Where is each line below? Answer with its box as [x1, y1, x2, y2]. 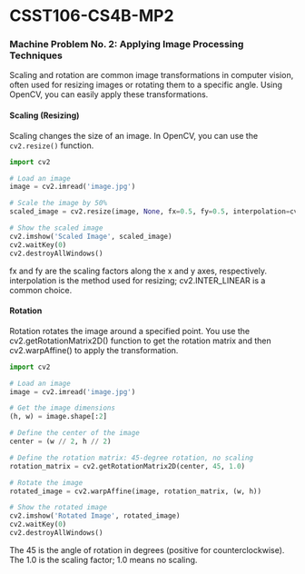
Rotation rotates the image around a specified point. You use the [9, 325, 251, 336]
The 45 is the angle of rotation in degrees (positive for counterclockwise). [9, 544, 285, 555]
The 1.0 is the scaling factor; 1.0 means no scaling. [9, 554, 198, 565]
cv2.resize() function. [9, 140, 94, 151]
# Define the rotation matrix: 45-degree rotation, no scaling [9, 453, 254, 462]
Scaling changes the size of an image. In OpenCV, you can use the [9, 130, 259, 141]
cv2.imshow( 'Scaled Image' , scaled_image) [9, 232, 172, 241]
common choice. [9, 284, 73, 295]
